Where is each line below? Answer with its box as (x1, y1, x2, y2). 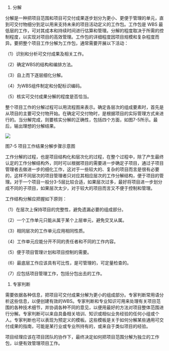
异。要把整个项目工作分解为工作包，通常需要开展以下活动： (5, 40, 129, 46)
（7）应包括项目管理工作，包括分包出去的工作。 (5, 271, 105, 276)
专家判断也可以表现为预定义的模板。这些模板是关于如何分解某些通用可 (14, 317, 159, 323)
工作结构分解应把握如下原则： (5, 196, 67, 202)
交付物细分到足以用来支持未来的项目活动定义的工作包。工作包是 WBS (14, 22, 157, 27)
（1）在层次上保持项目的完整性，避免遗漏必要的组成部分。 (5, 206, 126, 212)
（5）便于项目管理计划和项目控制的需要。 (5, 249, 92, 255)
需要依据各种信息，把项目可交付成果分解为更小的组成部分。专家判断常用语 (5, 292, 159, 298)
